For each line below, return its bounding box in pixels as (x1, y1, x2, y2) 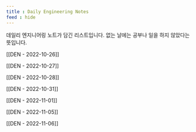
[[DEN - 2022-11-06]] (6, 120, 59, 127)
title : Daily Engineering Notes (6, 8, 89, 15)
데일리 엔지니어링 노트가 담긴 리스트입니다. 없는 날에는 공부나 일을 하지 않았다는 (6, 31, 190, 39)
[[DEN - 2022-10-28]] (6, 74, 59, 81)
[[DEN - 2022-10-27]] (6, 62, 59, 69)
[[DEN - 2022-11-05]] (6, 108, 58, 115)
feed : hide (6, 14, 36, 20)
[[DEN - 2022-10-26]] (6, 51, 59, 58)
